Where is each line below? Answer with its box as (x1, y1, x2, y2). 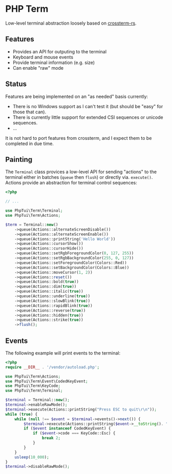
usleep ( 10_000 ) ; (14, 455, 50, 460)
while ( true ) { (5, 411, 38, 417)
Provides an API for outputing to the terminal (12, 48, 106, 54)
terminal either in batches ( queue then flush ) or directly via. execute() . (5, 174, 153, 180)
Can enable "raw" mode (12, 65, 64, 71)
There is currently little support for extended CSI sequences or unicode (12, 114, 164, 120)
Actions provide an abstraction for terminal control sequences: (5, 180, 137, 186)
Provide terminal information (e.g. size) (12, 59, 95, 66)
